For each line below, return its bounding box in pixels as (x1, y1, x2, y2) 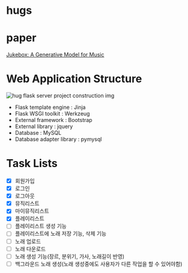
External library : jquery (14, 123, 73, 130)
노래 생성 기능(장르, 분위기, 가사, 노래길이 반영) (14, 253, 125, 260)
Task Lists (6, 157, 58, 170)
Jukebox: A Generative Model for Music (6, 51, 105, 58)
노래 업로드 (14, 238, 41, 245)
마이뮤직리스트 (14, 207, 49, 215)
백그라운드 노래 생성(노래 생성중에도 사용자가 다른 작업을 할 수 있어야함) (14, 260, 183, 268)
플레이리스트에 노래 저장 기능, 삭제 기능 (14, 230, 107, 238)
